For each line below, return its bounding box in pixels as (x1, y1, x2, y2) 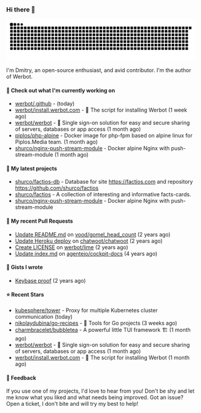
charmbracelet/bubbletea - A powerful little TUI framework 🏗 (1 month (14, 327, 191, 334)
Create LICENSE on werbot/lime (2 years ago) (14, 243, 128, 251)
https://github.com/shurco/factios (14, 184, 99, 191)
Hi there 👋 (6, 5, 36, 14)
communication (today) (14, 313, 73, 321)
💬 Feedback (6, 374, 37, 381)
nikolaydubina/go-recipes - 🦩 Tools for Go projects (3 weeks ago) (14, 319, 178, 327)
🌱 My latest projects (6, 164, 57, 172)
